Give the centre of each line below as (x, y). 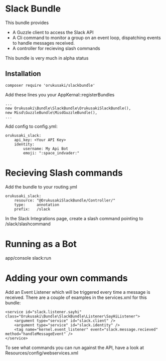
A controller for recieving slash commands (56, 48)
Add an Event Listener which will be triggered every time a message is (78, 292)
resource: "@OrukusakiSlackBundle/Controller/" (65, 200)
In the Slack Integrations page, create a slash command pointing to (74, 218)
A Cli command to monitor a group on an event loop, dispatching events (87, 38)
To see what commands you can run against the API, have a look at (74, 347)
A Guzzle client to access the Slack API (53, 32)
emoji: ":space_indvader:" (51, 153)
